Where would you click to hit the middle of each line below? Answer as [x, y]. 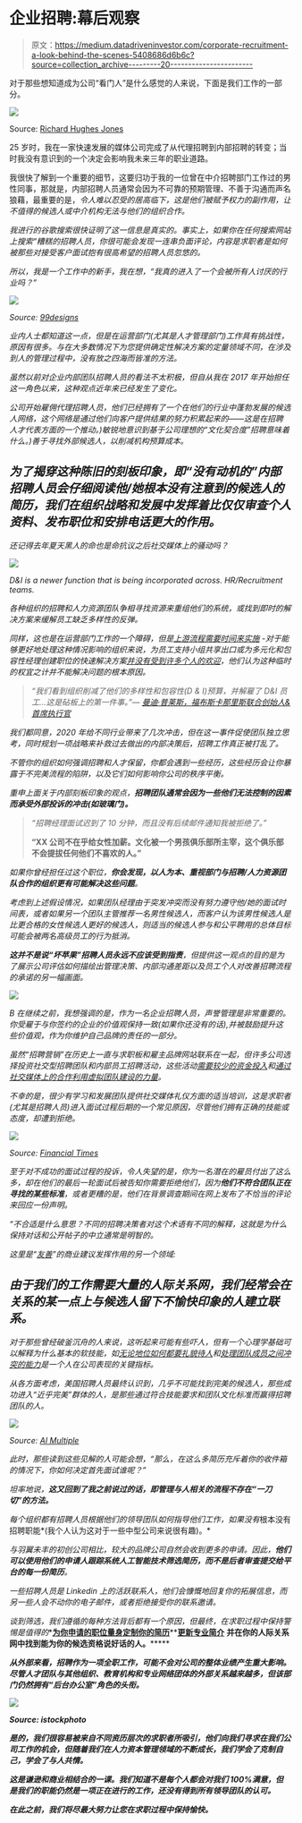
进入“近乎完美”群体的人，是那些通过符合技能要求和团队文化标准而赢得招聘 [154, 1394]
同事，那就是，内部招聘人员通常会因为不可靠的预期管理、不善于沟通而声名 [154, 188]
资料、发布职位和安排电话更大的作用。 [115, 522]
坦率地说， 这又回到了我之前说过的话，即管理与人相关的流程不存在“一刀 [141, 1489]
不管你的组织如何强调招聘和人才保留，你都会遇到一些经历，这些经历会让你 [146, 762]
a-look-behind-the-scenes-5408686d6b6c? [113, 55]
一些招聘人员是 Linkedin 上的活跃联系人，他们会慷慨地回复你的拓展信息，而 [148, 1590]
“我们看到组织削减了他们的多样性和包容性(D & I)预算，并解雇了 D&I [154, 691]
